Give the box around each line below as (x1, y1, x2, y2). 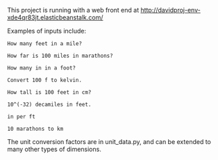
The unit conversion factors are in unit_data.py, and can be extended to (7, 138, 212, 145)
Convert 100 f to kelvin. (7, 77, 82, 83)
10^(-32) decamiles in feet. (7, 101, 92, 108)
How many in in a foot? (7, 65, 76, 72)
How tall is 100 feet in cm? (7, 89, 92, 96)
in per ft (7, 113, 36, 120)
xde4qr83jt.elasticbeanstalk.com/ (7, 13, 103, 22)
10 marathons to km (7, 125, 64, 132)
